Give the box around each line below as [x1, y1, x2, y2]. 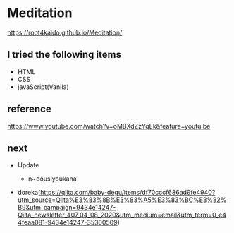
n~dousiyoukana [27, 174, 78, 183]
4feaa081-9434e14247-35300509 [17, 218, 118, 227]
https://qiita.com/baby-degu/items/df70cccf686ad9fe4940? [39, 189, 216, 197]
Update [17, 161, 39, 169]
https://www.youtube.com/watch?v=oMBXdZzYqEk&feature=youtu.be [7, 121, 211, 130]
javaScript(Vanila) [17, 83, 69, 91]
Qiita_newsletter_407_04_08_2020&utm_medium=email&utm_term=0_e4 [17, 210, 227, 220]
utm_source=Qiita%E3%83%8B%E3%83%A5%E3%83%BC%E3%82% [17, 196, 227, 204]
